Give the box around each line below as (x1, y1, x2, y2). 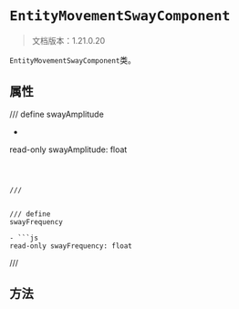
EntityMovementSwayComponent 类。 (9, 54, 137, 66)
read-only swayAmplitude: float (9, 144, 128, 155)
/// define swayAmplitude (9, 108, 105, 119)
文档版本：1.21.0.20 (31, 35, 106, 46)
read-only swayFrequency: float (9, 241, 132, 251)
